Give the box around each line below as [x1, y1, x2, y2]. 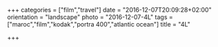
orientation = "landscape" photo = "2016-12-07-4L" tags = [7, 13, 174, 21]
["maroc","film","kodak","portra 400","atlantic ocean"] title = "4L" [7, 20, 191, 28]
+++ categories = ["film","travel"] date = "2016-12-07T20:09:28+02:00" [7, 6, 212, 14]
